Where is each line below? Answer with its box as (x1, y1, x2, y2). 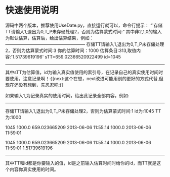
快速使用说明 (5, 5, 59, 16)
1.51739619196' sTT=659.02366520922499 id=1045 (12, 53, 121, 60)
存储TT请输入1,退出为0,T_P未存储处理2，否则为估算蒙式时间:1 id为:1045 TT (5, 108, 161, 114)
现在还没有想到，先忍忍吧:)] (5, 82, 63, 88)
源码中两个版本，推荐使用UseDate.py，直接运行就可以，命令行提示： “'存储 (5, 22, 163, 28)
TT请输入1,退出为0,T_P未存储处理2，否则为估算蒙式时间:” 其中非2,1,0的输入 (5, 28, 162, 34)
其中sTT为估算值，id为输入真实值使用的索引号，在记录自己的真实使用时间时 (5, 69, 163, 75)
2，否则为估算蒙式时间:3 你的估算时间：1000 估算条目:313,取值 (5, 47, 137, 53)
